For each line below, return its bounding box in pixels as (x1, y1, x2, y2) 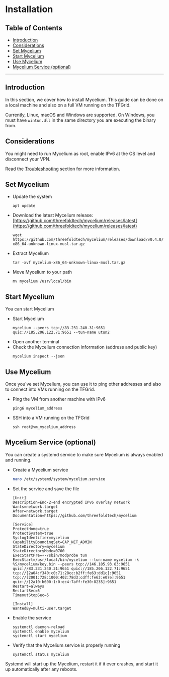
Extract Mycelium (12, 250, 49, 256)
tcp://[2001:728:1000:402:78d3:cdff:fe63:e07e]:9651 (12, 575, 126, 580)
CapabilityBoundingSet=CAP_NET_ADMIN (12, 539, 92, 545)
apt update (12, 203, 36, 209)
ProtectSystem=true (12, 531, 54, 536)
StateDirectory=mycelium (12, 544, 65, 549)
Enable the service (12, 614, 51, 620)
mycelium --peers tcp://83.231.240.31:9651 (12, 326, 106, 331)
